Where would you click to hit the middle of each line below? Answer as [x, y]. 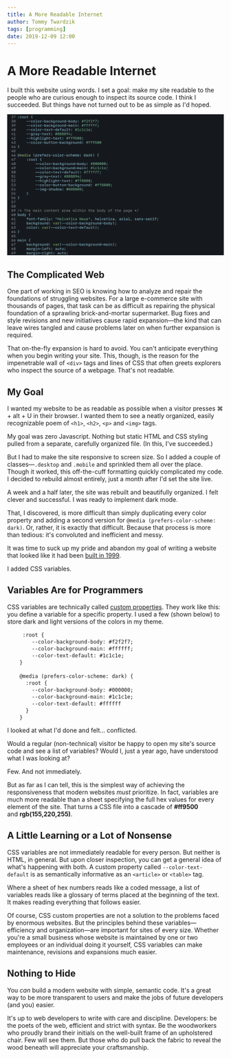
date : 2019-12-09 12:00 [41, 36]
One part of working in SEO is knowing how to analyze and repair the [105, 291]
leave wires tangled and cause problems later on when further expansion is [114, 328]
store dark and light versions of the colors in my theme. [85, 621]
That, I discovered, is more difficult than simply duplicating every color [107, 513]
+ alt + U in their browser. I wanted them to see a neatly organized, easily [111, 416]
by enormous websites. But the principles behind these [85, 923]
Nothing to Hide [42, 974]
